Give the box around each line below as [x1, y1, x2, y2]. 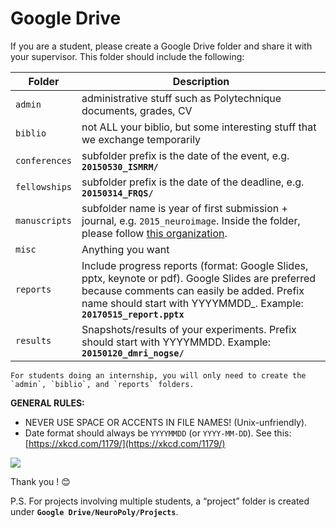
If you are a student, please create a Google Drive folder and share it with [10, 40, 313, 52]
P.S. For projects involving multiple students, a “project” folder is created [10, 495, 310, 507]
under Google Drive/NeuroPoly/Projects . [10, 505, 179, 517]
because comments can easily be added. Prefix [81, 283, 305, 297]
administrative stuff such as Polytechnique [81, 91, 282, 105]
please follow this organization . [81, 226, 228, 240]
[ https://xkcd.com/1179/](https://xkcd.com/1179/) [24, 437, 226, 449]
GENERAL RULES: [10, 397, 85, 409]
